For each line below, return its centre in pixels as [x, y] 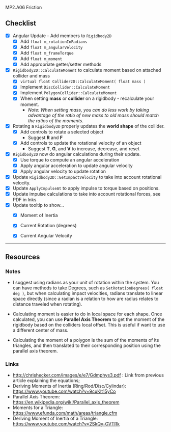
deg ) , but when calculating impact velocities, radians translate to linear [88, 293]
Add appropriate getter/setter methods [61, 64]
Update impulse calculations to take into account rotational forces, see [87, 194]
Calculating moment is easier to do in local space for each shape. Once [88, 314]
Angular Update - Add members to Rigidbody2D [62, 36]
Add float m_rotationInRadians [54, 41]
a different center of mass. [40, 330]
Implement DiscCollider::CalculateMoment [65, 87]
